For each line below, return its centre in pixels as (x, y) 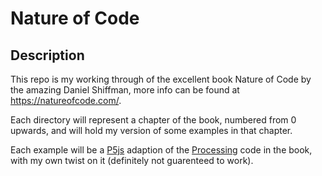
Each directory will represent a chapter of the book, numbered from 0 (153, 120)
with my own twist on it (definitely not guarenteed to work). (132, 160)
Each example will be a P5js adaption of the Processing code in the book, (161, 150)
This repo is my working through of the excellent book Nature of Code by (161, 79)
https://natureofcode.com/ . (66, 100)
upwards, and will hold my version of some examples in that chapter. (151, 130)
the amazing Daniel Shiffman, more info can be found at (125, 90)
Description (47, 55)
